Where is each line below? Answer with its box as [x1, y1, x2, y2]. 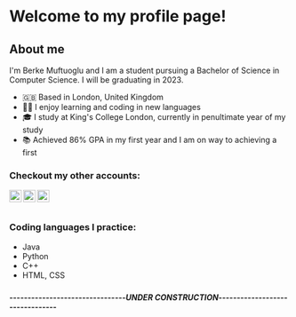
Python [21, 250, 49, 261]
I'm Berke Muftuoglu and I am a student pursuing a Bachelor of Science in [9, 65, 280, 75]
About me [9, 42, 65, 57]
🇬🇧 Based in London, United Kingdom [21, 91, 164, 102]
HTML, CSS [21, 269, 65, 281]
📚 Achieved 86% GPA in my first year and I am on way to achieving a [21, 135, 277, 145]
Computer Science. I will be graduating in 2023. [9, 75, 184, 85]
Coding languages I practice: [9, 221, 137, 234]
